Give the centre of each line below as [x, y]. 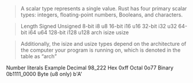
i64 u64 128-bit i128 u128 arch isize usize [79, 32]
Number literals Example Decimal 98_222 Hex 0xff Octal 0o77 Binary [90, 68]
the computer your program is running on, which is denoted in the [101, 50]
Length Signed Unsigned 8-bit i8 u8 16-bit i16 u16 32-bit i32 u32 [99, 26]
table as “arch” [39, 56]
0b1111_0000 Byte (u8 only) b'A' [44, 74]
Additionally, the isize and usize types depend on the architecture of [103, 44]
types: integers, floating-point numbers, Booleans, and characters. [102, 15]
